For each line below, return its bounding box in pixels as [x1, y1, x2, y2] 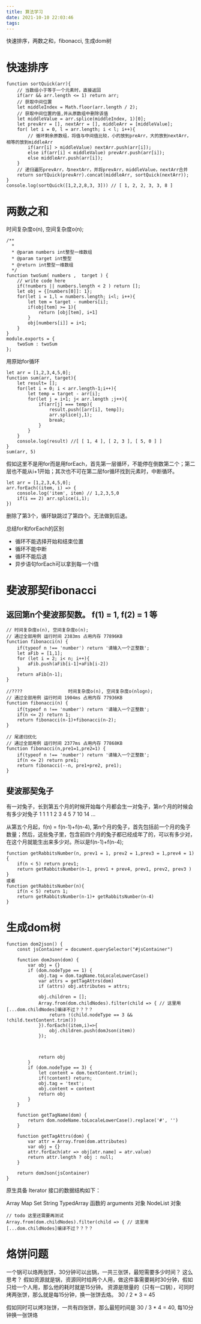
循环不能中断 [14, 545, 47, 553]
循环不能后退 [14, 553, 47, 560]
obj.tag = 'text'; [38, 1081, 85, 1087]
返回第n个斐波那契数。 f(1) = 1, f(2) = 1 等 [6, 609, 158, 620]
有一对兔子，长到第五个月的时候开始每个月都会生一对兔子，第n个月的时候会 [6, 803, 194, 811]
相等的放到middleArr [6, 139, 53, 145]
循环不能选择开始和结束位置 [14, 538, 84, 545]
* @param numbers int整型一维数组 [11, 249, 92, 256]
